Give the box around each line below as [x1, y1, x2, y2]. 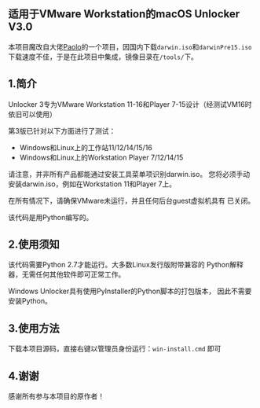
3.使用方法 [8, 322, 60, 335]
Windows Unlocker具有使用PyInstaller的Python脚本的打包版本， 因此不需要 [8, 286, 252, 296]
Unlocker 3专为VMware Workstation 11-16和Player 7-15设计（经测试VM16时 [8, 99, 252, 108]
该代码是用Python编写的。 [8, 212, 93, 222]
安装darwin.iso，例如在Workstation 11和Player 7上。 [8, 179, 177, 189]
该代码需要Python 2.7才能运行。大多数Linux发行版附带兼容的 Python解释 [8, 260, 244, 270]
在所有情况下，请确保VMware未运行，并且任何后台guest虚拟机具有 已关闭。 [8, 196, 255, 205]
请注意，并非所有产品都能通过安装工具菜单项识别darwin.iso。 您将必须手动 [8, 169, 251, 178]
